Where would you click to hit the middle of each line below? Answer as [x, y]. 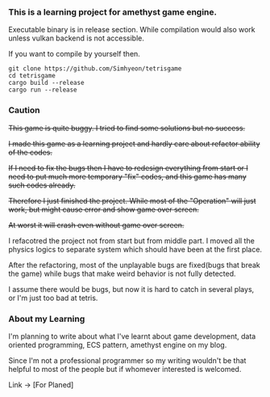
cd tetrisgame [32, 76]
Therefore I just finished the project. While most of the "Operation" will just [132, 201]
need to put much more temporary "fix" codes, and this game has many [128, 176]
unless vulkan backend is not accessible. [77, 38]
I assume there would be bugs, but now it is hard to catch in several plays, [131, 289]
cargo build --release [46, 83]
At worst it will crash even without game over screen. [96, 225]
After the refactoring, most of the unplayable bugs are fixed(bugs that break [134, 264]
